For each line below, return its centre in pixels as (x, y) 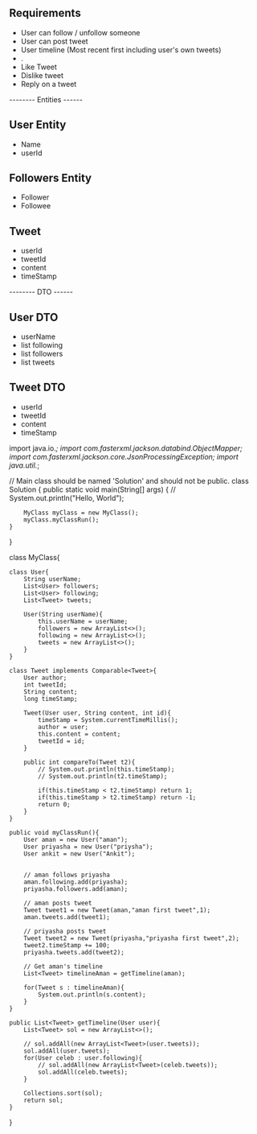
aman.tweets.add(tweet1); (67, 917)
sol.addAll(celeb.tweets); (83, 1072)
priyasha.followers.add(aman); (76, 889)
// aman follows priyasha (67, 875)
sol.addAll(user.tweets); (67, 1051)
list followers (42, 354)
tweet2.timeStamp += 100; (67, 945)
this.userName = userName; (83, 621)
